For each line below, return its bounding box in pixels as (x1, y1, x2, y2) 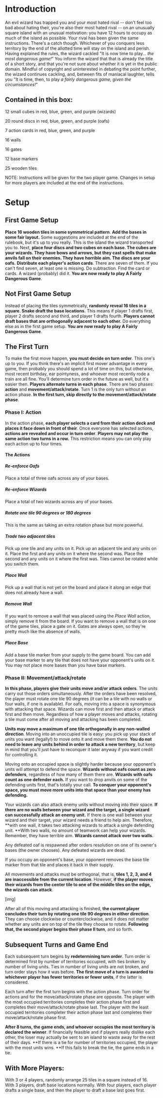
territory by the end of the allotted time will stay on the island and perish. (5, 45, 150, 51)
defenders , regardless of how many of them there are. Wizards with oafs (5, 771, 153, 777)
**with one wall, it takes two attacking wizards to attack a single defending (5, 823, 154, 828)
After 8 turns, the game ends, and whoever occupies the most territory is (5, 1024, 155, 1030)
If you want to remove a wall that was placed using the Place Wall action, (5, 613, 151, 619)
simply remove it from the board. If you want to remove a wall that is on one (5, 618, 156, 624)
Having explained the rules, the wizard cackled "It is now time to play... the (5, 50, 154, 56)
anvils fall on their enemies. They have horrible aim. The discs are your (5, 255, 150, 261)
